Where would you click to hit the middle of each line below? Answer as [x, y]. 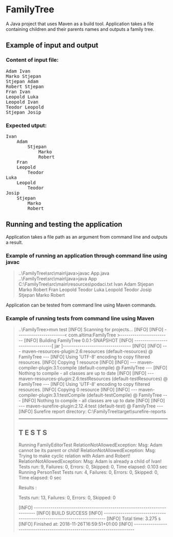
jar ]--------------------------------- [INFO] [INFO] [108, 346]
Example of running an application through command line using [86, 256]
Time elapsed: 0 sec [40, 478]
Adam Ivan [18, 71]
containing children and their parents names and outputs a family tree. [80, 29]
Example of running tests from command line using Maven [80, 318]
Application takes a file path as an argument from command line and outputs [87, 237]
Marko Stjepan [24, 76]
